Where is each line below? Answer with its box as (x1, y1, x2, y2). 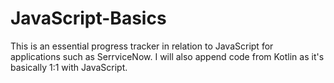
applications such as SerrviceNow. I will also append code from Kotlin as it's (10, 50, 325, 62)
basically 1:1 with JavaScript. (10, 61, 128, 73)
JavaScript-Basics (10, 7, 167, 30)
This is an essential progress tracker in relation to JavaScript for (10, 40, 274, 52)
